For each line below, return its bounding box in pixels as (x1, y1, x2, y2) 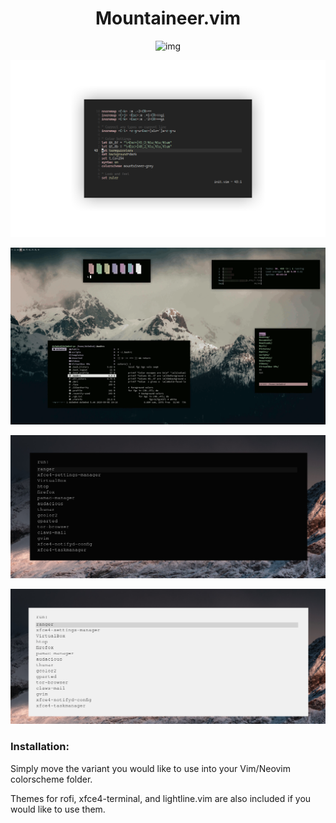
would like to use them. (10, 803, 106, 815)
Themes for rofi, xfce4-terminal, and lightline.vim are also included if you (10, 792, 312, 804)
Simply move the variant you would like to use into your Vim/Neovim (10, 762, 292, 774)
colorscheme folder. (10, 773, 93, 785)
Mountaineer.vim (94, 7, 242, 30)
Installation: (10, 740, 70, 754)
